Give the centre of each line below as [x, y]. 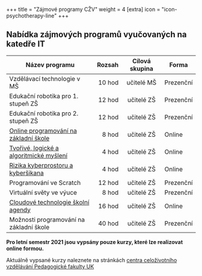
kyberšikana [26, 173]
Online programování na [43, 131]
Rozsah [108, 64]
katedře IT [26, 44]
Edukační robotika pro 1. [44, 96]
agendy [20, 210]
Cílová [142, 61]
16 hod [109, 206]
